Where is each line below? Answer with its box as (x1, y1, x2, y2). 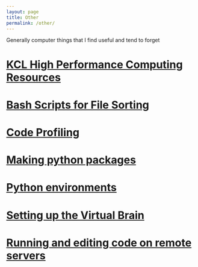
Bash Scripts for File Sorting (6, 98, 149, 112)
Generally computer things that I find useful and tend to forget (6, 37, 160, 44)
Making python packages (6, 153, 137, 167)
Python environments (6, 181, 117, 195)
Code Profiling (6, 125, 80, 139)
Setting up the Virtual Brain (6, 209, 144, 222)
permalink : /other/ (6, 20, 55, 26)
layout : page (6, 8, 39, 15)
